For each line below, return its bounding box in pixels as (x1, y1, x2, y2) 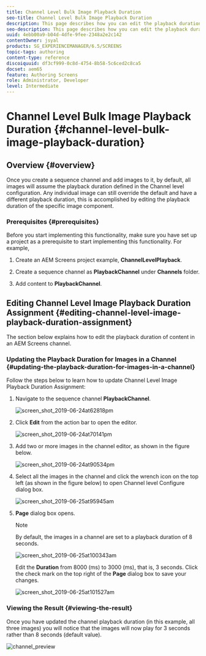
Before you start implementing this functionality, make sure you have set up (6, 231, 197, 239)
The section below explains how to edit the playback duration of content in (6, 334, 195, 341)
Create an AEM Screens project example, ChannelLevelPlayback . (15, 256, 182, 264)
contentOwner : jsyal (6, 37, 59, 44)
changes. (15, 577, 39, 584)
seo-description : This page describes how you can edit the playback (6, 26, 188, 32)
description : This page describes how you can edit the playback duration (6, 20, 202, 26)
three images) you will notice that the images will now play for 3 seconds (6, 624, 191, 631)
